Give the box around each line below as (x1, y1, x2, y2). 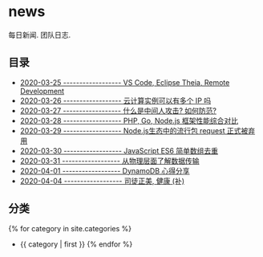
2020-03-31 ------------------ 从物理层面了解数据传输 (19, 156, 200, 165)
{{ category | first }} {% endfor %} (19, 239, 133, 249)
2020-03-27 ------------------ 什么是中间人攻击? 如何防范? (19, 105, 216, 115)
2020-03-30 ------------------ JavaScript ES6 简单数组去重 (19, 145, 219, 155)
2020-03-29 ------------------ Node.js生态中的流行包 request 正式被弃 (19, 125, 255, 135)
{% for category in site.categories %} (8, 223, 132, 233)
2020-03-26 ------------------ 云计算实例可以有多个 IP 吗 (19, 96, 212, 105)
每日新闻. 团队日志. (8, 30, 71, 39)
